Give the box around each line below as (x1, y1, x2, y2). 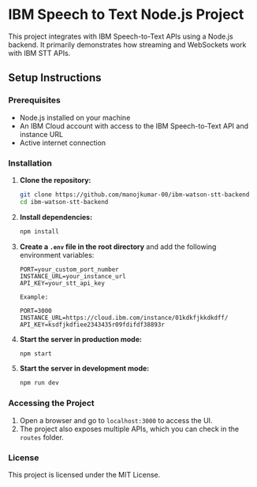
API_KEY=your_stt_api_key (19, 279, 105, 287)
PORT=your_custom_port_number (19, 266, 120, 273)
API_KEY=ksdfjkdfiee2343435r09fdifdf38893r (19, 321, 166, 329)
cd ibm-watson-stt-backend (19, 198, 109, 206)
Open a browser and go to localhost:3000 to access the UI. (19, 415, 213, 425)
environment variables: (19, 250, 95, 259)
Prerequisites (8, 95, 61, 106)
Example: (19, 293, 49, 301)
